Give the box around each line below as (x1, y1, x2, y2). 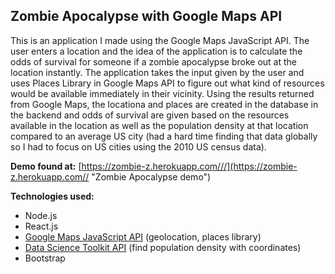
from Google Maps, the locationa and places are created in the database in (10, 98, 319, 110)
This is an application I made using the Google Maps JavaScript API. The (10, 34, 310, 46)
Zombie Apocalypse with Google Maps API (10, 8, 283, 25)
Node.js (24, 209, 58, 221)
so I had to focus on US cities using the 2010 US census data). (10, 140, 267, 153)
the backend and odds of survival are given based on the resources (10, 109, 290, 121)
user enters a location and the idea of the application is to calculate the (10, 45, 303, 57)
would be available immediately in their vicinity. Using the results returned (10, 87, 315, 99)
